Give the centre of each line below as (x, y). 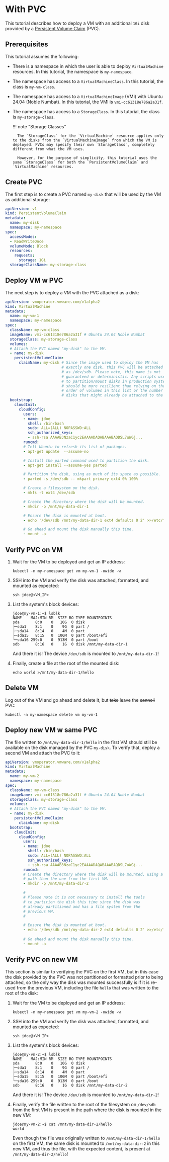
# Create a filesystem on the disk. (62, 488)
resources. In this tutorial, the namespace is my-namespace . (73, 71)
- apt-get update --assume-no (56, 451)
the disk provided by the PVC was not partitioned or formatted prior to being (84, 977)
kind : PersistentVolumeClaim (36, 213)
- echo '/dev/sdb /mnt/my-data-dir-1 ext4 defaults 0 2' (84, 520)
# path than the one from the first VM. (66, 879)
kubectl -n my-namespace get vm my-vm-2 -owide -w (67, 1012)
